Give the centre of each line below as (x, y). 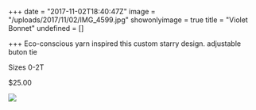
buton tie (23, 52)
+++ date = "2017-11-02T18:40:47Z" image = (82, 11)
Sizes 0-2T (26, 67)
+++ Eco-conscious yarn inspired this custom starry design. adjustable (124, 44)
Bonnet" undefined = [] (46, 28)
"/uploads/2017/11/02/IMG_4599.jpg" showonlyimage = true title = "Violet (128, 20)
